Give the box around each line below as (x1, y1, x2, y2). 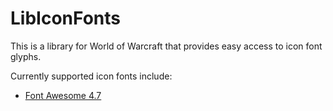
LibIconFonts (10, 7, 121, 30)
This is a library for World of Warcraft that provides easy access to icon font (10, 40, 323, 52)
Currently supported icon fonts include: (10, 70, 173, 82)
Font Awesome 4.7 (24, 89, 102, 101)
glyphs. (10, 50, 42, 62)
